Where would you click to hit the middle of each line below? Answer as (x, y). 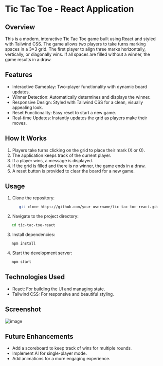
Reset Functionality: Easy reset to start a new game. (64, 112)
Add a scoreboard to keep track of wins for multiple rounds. (72, 348)
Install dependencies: (34, 235)
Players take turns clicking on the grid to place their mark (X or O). (78, 150)
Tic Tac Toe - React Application (70, 9)
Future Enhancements (39, 336)
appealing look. (27, 107)
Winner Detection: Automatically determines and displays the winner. (81, 97)
